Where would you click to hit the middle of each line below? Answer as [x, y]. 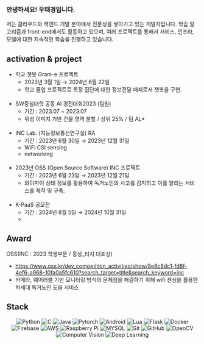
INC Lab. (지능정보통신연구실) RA [55, 133]
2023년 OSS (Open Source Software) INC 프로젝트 [78, 168]
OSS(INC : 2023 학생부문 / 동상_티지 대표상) [59, 254]
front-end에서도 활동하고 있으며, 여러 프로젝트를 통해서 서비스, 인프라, [111, 32]
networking [38, 154]
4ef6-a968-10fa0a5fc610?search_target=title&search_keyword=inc [100, 272]
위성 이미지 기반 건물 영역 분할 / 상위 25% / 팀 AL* [84, 119]
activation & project [44, 59]
